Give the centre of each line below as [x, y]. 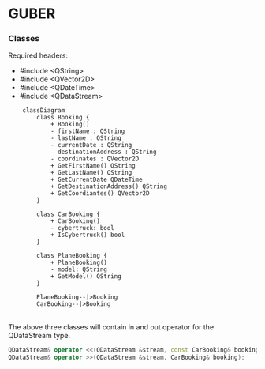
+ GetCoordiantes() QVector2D [100, 194]
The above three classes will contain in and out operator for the [111, 327]
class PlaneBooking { [72, 256]
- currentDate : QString [91, 145]
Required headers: [38, 55]
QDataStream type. [39, 336]
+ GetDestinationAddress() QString [109, 186]
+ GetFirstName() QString [93, 166]
